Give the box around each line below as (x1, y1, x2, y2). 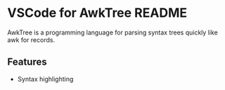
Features (7, 56, 47, 68)
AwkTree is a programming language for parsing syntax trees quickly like (7, 28, 218, 37)
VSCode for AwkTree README (7, 5, 188, 21)
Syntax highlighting (17, 75, 74, 83)
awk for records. (7, 35, 55, 44)
